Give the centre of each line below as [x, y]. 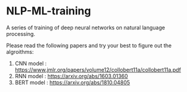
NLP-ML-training [49, 11]
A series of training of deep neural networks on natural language [86, 27]
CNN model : [30, 63]
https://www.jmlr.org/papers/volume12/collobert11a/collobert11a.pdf [98, 69]
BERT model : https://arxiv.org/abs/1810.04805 [72, 82]
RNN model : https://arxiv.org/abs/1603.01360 [71, 76]
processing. [21, 33]
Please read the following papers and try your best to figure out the [89, 45]
